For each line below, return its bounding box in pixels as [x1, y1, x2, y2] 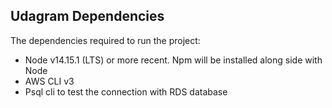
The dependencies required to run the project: [10, 34, 201, 46]
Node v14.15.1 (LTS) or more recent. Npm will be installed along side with [24, 54, 323, 66]
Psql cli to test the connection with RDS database [24, 85, 228, 98]
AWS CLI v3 [24, 75, 75, 87]
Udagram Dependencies [10, 8, 165, 25]
